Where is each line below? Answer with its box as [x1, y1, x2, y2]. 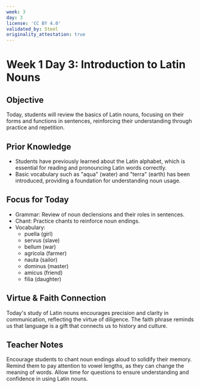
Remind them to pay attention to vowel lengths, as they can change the [6, 362, 184, 370]
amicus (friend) [24, 269, 63, 276]
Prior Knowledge [6, 141, 72, 152]
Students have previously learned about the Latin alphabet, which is [15, 158, 185, 165]
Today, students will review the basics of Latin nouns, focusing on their [6, 111, 184, 119]
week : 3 [6, 9, 26, 15]
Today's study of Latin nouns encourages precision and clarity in [6, 309, 169, 316]
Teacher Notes [6, 339, 64, 350]
